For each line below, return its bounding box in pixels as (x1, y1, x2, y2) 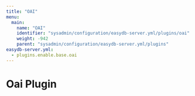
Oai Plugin (6, 77, 57, 91)
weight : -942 (16, 36, 49, 42)
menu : (6, 14, 19, 20)
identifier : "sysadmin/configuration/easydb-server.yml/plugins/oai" (16, 30, 190, 36)
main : (11, 19, 25, 25)
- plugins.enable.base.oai (11, 52, 77, 58)
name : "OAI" (16, 25, 46, 31)
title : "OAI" (6, 8, 38, 15)
